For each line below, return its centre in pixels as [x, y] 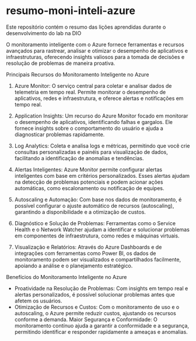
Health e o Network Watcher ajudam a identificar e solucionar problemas [102, 229]
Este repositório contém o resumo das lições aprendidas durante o [86, 27]
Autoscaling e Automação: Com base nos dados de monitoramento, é [98, 199]
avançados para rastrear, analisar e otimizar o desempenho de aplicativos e [97, 50]
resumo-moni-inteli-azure [71, 11]
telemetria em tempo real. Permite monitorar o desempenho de [90, 92]
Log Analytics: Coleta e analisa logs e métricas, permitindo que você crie [102, 146]
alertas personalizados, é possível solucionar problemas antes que [94, 294]
